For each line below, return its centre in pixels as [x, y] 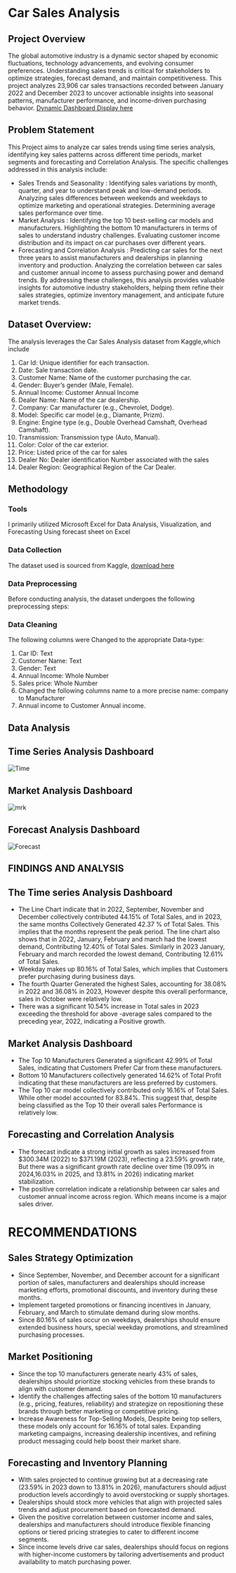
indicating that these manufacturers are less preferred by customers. [118, 1083]
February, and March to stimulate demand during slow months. [109, 1312]
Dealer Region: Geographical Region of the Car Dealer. [97, 467]
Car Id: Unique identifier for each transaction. [84, 363]
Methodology [38, 489]
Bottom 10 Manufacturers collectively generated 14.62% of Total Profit [120, 1076]
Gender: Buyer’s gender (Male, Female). [76, 385]
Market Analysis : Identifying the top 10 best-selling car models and [116, 220]
